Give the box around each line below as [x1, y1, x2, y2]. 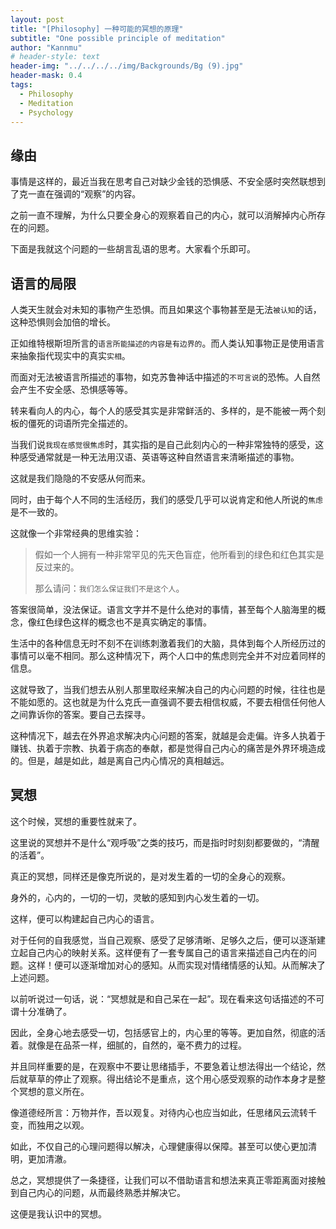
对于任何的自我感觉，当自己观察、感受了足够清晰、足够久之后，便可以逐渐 [10, 934, 317, 946]
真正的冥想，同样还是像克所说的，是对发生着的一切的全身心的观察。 [10, 870, 291, 882]
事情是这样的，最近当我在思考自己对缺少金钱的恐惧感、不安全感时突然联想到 [10, 176, 326, 188]
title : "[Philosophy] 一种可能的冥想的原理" [10, 24, 184, 34]
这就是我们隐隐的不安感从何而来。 [10, 472, 151, 484]
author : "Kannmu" [10, 42, 83, 53]
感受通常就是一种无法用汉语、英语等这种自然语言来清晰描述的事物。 [18, 451, 300, 463]
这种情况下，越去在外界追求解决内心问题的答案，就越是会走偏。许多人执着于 [10, 730, 326, 741]
